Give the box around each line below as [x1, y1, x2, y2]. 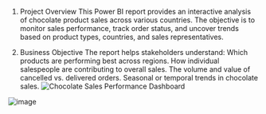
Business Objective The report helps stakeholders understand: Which [19, 48, 248, 57]
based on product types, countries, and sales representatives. [19, 32, 225, 41]
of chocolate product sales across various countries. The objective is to [19, 15, 256, 25]
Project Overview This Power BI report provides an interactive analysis [19, 7, 252, 16]
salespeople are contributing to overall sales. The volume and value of [19, 65, 251, 74]
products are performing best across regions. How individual [19, 56, 220, 65]
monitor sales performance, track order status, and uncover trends [19, 24, 239, 33]
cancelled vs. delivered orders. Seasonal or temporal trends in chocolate [19, 73, 259, 82]
